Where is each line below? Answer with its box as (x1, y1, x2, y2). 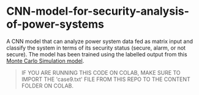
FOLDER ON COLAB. (21, 82, 74, 89)
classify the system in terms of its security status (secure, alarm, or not (6, 44, 186, 51)
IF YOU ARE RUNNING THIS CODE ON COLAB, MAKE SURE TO (21, 69, 181, 76)
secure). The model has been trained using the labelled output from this (6, 50, 188, 58)
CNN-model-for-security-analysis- (6, 4, 190, 18)
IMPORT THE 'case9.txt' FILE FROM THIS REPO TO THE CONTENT (21, 75, 191, 83)
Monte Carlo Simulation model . (6, 57, 84, 64)
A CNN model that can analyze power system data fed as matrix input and (6, 37, 193, 45)
